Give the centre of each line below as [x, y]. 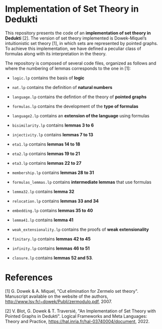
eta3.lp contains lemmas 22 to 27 [47, 163]
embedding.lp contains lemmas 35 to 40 [52, 210]
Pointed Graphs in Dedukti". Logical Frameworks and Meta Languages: [76, 316]
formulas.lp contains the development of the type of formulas [75, 106]
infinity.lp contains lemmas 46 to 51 [51, 248]
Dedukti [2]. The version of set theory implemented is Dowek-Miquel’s [76, 38]
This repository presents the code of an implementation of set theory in [78, 33]
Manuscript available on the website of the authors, [57, 296]
